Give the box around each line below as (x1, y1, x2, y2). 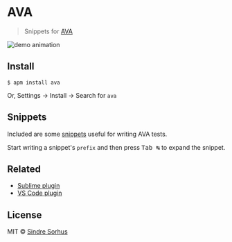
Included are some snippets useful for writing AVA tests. (7, 130, 168, 138)
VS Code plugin (17, 189, 62, 198)
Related (7, 163, 42, 175)
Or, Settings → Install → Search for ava (7, 91, 117, 99)
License (7, 209, 42, 221)
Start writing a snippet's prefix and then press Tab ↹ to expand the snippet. (7, 143, 226, 151)
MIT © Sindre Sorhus (7, 227, 68, 236)
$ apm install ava (7, 79, 60, 86)
